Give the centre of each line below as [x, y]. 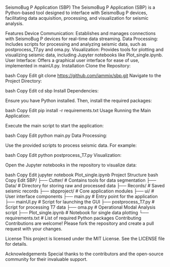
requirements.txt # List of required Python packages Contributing [73, 218]
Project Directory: [24, 81]
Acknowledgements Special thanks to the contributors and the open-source [84, 254]
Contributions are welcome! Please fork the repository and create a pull [80, 223]
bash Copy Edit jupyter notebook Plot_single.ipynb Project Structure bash [82, 175]
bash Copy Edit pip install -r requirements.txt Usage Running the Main [78, 110]
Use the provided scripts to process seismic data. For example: [71, 145]
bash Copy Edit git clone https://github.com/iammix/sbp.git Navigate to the [83, 75]
